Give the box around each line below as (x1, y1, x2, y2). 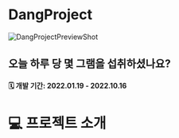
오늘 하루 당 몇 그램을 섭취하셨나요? (8, 57, 171, 71)
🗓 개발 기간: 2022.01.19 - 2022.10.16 (8, 81, 127, 90)
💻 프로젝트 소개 (8, 114, 107, 132)
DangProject (8, 6, 93, 24)
